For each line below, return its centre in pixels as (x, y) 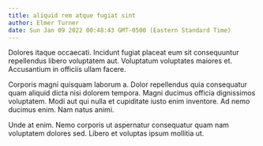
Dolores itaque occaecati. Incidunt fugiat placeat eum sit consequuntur (124, 53)
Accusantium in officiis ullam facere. (67, 69)
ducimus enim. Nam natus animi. (61, 110)
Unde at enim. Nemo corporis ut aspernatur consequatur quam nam (118, 125)
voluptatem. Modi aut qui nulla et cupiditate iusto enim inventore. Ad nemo (129, 101)
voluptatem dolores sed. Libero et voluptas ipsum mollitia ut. (106, 133)
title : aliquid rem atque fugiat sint (72, 15)
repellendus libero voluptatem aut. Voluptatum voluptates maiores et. (120, 61)
